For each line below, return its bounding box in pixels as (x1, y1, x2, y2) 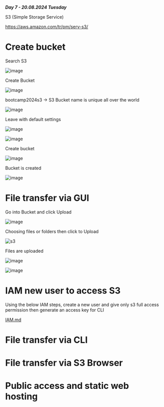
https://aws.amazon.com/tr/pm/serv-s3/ (5, 24, 89, 30)
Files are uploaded (5, 248, 44, 254)
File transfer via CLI (5, 334, 88, 346)
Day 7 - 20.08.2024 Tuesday (5, 5, 67, 10)
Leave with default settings (5, 116, 61, 122)
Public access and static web (5, 380, 129, 391)
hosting (5, 391, 38, 402)
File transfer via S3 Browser (5, 357, 123, 369)
